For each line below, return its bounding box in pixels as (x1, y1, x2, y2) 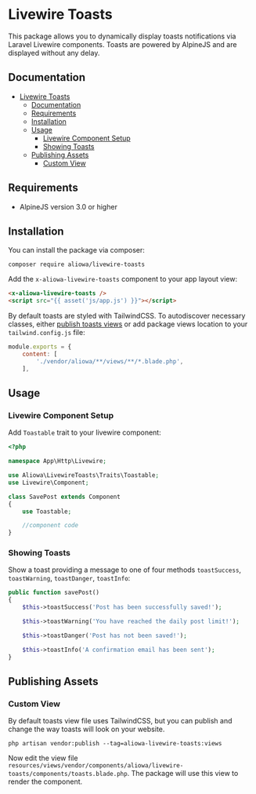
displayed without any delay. (8, 48, 100, 57)
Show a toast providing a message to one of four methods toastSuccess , (8, 565, 241, 574)
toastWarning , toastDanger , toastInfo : (8, 574, 131, 583)
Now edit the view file (8, 753, 78, 763)
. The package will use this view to (127, 769, 239, 778)
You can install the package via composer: (8, 246, 145, 255)
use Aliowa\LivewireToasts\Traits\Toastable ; (8, 472, 159, 479)
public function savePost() (8, 588, 100, 597)
